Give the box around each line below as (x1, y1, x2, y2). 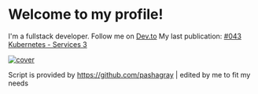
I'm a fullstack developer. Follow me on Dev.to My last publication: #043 (8, 31, 242, 41)
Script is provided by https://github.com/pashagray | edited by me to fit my (8, 70, 251, 79)
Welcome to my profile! (8, 5, 164, 23)
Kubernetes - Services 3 (8, 39, 88, 49)
